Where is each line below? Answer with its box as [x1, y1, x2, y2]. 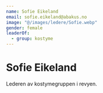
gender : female [6, 25, 43, 31]
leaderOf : [6, 30, 30, 36]
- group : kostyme [11, 36, 54, 42]
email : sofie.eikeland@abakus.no [6, 14, 87, 20]
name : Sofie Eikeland [6, 8, 59, 15]
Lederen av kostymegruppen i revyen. [6, 80, 97, 87]
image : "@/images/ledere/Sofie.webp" [6, 19, 98, 25]
